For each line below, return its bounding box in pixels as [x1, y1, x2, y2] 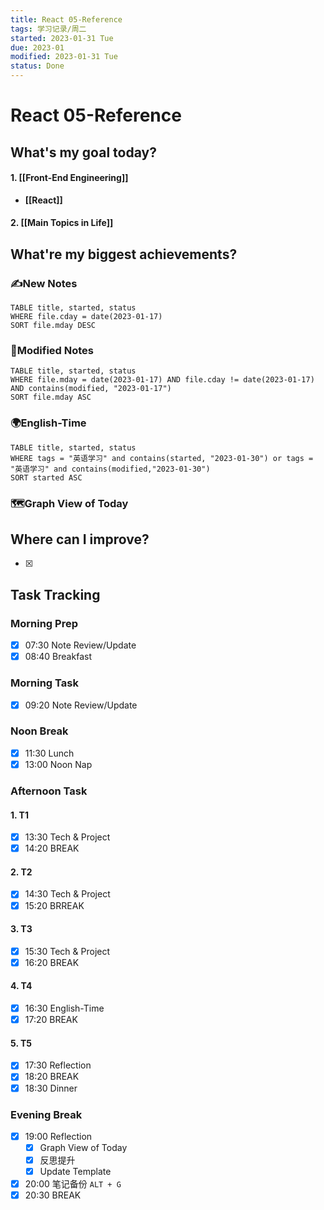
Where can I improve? [10, 531, 150, 548]
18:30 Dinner [24, 1082, 78, 1094]
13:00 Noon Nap [24, 758, 93, 770]
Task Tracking [10, 586, 101, 603]
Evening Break [10, 1107, 83, 1121]
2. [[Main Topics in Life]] [10, 217, 114, 229]
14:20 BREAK [24, 842, 80, 855]
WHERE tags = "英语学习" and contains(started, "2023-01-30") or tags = [10, 453, 314, 463]
